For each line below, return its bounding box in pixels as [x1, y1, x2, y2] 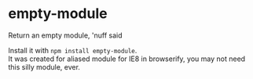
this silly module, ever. [8, 62, 81, 71]
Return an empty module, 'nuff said [8, 31, 123, 40]
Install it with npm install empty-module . [8, 45, 137, 55]
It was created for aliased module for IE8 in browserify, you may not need [8, 54, 246, 63]
